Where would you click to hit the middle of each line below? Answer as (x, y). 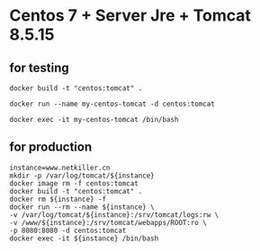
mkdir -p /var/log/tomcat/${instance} (82, 176)
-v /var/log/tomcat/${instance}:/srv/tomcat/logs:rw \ (114, 215)
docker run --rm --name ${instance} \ (82, 207)
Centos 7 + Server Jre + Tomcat (130, 16)
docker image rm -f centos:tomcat (74, 183)
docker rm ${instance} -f (58, 199)
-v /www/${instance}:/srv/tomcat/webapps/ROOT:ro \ (108, 222)
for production (51, 147)
